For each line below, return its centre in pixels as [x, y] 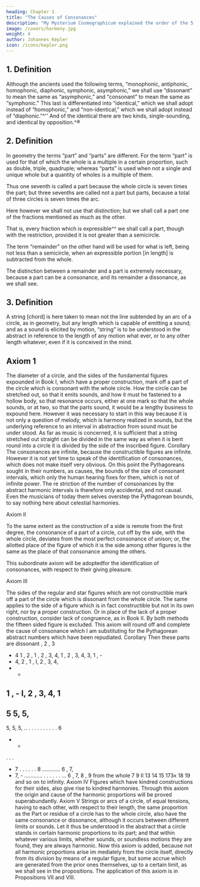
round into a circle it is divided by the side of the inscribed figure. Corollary [98, 446]
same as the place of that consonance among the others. [76, 551]
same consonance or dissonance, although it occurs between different [102, 820]
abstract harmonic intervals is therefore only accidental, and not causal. [95, 490]
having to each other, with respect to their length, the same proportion [101, 807]
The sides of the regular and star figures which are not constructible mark [97, 593]
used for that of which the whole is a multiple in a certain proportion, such [97, 162]
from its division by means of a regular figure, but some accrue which [100, 858]
